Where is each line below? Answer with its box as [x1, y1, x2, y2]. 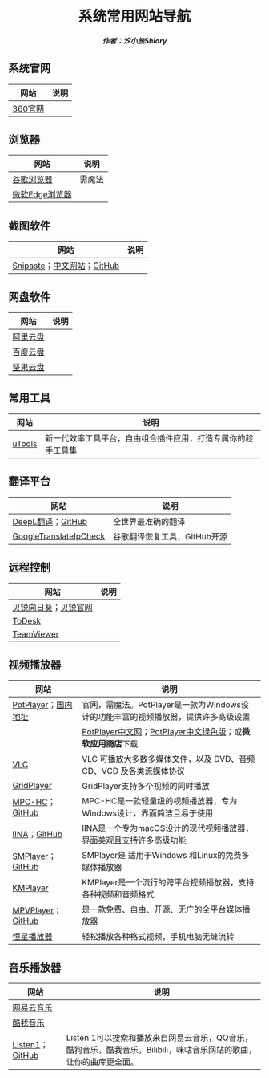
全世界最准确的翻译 [112, 515, 186, 527]
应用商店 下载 [89, 738, 139, 750]
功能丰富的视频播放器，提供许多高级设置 [97, 711, 251, 722]
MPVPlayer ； [12, 905, 62, 916]
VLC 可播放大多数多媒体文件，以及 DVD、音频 [81, 754, 255, 765]
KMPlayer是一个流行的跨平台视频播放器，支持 [81, 877, 255, 888]
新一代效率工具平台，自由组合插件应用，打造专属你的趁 [45, 433, 254, 444]
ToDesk [12, 616, 42, 627]
